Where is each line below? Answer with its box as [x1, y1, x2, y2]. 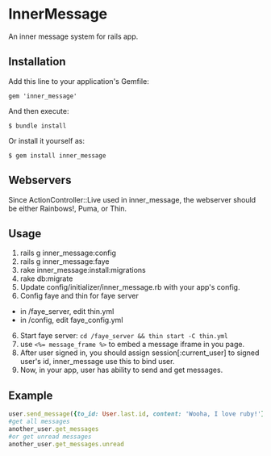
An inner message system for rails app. [8, 31, 139, 41]
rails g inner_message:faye [19, 257, 110, 266]
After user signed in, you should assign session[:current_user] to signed [19, 348, 260, 358]
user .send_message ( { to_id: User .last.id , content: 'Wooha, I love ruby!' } [8, 410, 265, 418]
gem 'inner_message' [8, 92, 78, 100]
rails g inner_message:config [19, 248, 117, 258]
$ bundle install [8, 122, 67, 130]
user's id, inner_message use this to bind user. [19, 357, 175, 366]
